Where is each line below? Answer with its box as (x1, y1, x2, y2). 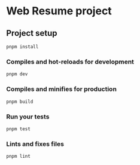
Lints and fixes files (6, 139, 65, 148)
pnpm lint (6, 154, 31, 160)
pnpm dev (6, 71, 28, 77)
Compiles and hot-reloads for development (6, 57, 135, 66)
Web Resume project (6, 4, 112, 18)
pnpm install (6, 44, 39, 50)
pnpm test (6, 126, 31, 132)
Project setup (6, 28, 58, 38)
